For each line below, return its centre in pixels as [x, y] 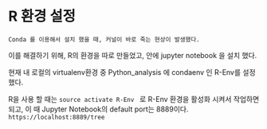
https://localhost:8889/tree [57, 117]
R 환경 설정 [42, 16]
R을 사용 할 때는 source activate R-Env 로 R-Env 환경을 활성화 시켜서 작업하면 [134, 99]
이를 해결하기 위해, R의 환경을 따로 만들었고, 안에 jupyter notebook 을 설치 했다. [133, 55]
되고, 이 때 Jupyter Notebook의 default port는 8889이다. [98, 109]
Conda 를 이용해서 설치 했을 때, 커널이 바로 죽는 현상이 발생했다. [104, 39]
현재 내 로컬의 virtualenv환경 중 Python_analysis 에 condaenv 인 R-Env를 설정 [132, 72]
